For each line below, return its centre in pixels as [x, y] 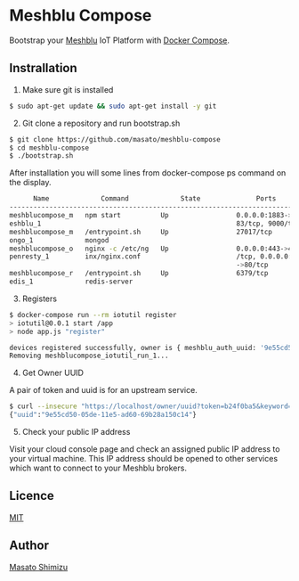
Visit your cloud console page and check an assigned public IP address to [145, 449]
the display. [30, 183]
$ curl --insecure [43, 406]
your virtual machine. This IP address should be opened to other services [144, 458]
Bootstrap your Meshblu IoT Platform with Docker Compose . [119, 40]
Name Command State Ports [154, 199]
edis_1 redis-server [71, 282]
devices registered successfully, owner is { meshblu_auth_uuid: [133, 348]
